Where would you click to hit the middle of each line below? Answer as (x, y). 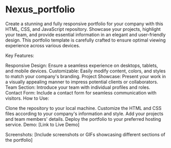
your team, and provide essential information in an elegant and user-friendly (85, 34)
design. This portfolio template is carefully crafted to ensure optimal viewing (85, 40)
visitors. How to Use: (27, 98)
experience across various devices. (43, 45)
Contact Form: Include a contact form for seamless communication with (81, 92)
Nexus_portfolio (40, 10)
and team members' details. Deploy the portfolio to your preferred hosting (83, 119)
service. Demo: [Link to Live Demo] (42, 124)
